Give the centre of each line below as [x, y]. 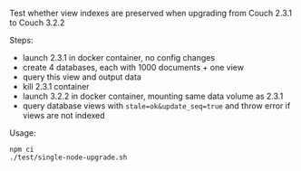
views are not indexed [64, 115]
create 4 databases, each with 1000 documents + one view [133, 67]
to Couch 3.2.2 [37, 23]
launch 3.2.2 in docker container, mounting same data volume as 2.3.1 [153, 96]
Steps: [21, 40]
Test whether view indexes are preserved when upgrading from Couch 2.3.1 [151, 13]
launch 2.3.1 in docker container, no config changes [119, 57]
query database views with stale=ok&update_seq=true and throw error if [156, 106]
